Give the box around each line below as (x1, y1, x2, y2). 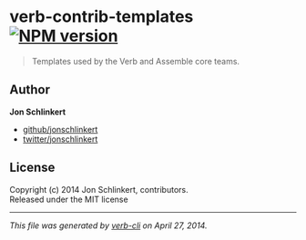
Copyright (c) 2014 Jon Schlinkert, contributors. (9, 184, 189, 195)
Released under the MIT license (9, 194, 129, 205)
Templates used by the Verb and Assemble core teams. (31, 55, 240, 66)
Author (9, 82, 50, 97)
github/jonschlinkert (22, 124, 98, 135)
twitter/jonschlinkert (22, 134, 98, 145)
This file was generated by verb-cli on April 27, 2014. (9, 220, 208, 231)
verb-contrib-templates (9, 6, 194, 27)
